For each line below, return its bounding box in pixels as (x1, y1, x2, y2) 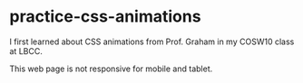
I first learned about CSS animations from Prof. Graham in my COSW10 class (9, 36, 295, 47)
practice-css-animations (9, 6, 201, 27)
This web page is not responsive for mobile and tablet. (9, 63, 213, 74)
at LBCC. (9, 45, 43, 56)
